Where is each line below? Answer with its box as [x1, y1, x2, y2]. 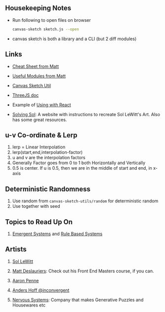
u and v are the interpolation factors [12, 155, 85, 161]
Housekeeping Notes [5, 4, 72, 12]
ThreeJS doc [12, 92, 39, 98]
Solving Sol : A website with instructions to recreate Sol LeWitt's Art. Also [12, 111, 161, 117]
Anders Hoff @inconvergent [12, 287, 70, 293]
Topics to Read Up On [5, 218, 73, 226]
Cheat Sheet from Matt [12, 63, 59, 69]
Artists [5, 245, 27, 253]
